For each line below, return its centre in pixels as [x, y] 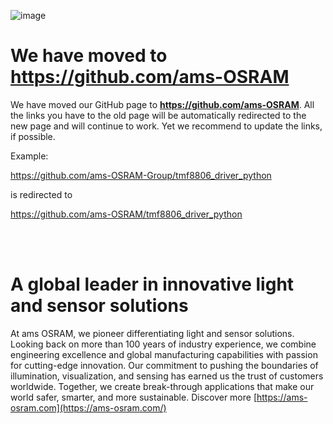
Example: [29, 156]
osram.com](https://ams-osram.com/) [88, 407]
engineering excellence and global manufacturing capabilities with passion [164, 354]
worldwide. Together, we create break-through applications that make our [162, 386]
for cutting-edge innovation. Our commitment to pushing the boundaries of [164, 365]
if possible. [33, 136]
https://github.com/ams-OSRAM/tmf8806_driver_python [126, 214]
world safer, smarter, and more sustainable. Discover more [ [134, 397]
